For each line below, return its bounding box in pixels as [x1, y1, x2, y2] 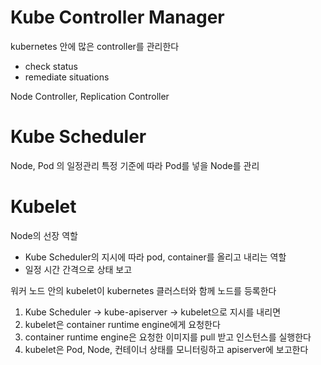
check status [24, 60, 79, 72]
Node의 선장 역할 [10, 229, 78, 241]
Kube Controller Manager [10, 6, 225, 29]
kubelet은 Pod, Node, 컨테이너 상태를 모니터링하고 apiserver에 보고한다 [24, 343, 309, 355]
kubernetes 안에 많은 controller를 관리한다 [10, 40, 180, 52]
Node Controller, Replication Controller [10, 90, 170, 102]
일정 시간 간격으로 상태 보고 [24, 263, 133, 275]
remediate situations [24, 71, 110, 83]
